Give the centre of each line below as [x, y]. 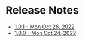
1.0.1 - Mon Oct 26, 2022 [45, 27]
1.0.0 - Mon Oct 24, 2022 [45, 33]
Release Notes [42, 10]
